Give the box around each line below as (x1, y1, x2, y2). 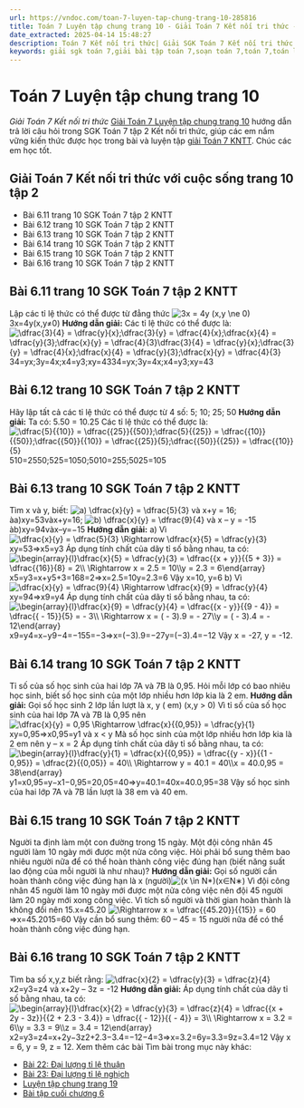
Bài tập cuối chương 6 (22, 1087, 105, 1098)
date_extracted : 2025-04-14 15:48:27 (9, 30, 152, 39)
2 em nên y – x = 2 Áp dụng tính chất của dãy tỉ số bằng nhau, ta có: (9, 738, 264, 749)
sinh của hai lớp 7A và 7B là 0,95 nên (9, 709, 147, 721)
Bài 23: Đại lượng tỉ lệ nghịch (22, 1068, 129, 1079)
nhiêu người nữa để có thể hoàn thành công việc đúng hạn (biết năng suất (9, 856, 286, 867)
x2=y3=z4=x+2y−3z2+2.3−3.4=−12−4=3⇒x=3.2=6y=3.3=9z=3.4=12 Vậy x (9, 1031, 291, 1043)
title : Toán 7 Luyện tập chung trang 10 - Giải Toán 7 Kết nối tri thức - (9, 22, 298, 31)
